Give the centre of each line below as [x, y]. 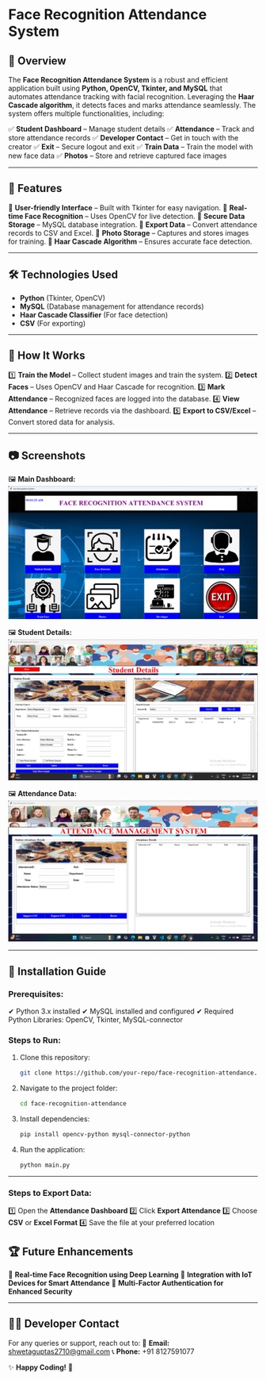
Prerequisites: [36, 994]
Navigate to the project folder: [68, 1088]
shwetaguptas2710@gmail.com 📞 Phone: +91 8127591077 [102, 1351]
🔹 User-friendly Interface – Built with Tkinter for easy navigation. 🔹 [118, 207]
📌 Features [35, 188]
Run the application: [52, 1150]
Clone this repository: [55, 1058]
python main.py [45, 1165]
